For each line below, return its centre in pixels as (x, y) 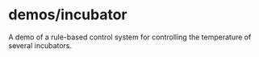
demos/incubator (68, 15)
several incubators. (40, 45)
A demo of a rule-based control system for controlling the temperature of (130, 37)
